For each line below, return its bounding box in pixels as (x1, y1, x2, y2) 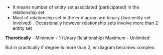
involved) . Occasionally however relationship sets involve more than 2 (12, 20, 158, 26)
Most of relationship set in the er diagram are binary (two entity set (12, 15, 151, 20)
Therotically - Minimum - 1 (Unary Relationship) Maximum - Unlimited (5, 35, 149, 41)
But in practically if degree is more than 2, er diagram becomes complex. (5, 45, 156, 50)
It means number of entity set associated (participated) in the (12, 4, 139, 10)
